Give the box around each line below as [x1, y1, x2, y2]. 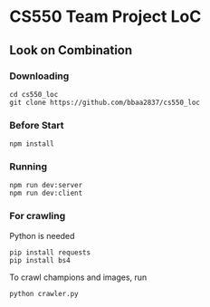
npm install [9, 139, 54, 149]
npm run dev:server [9, 181, 83, 190]
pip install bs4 [9, 255, 71, 264]
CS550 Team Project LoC [9, 6, 202, 27]
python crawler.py [9, 289, 79, 298]
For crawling [9, 210, 66, 223]
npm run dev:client [9, 188, 83, 198]
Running [9, 160, 48, 173]
